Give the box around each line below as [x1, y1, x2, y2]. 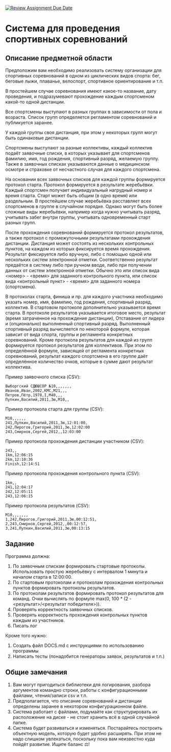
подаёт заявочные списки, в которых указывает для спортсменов [5, 150, 150, 156]
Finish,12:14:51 [5, 461, 40, 466]
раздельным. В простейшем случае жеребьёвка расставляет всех [5, 198, 152, 204]
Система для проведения [5, 23, 120, 34]
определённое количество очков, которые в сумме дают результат [5, 358, 153, 365]
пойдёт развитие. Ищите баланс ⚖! [12, 741, 90, 747]
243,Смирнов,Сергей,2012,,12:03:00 [5, 429, 81, 434]
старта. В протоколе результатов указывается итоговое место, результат [5, 310, 166, 316]
